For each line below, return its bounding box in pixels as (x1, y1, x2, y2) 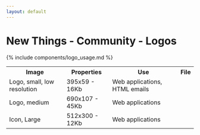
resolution (9, 85, 37, 93)
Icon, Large (9, 115, 41, 123)
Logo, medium (9, 98, 49, 107)
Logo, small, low (9, 78, 55, 86)
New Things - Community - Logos (6, 34, 177, 47)
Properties (71, 67, 102, 76)
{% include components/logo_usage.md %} (6, 54, 113, 61)
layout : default (6, 8, 46, 15)
